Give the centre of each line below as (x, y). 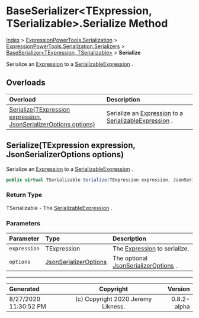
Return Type (24, 195)
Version (179, 289)
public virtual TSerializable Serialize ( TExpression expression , (88, 180)
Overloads (26, 83)
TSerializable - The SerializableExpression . (59, 208)
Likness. (114, 307)
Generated (24, 289)
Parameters (23, 223)
